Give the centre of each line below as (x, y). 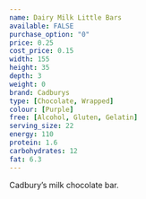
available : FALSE (42, 26)
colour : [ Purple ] (42, 109)
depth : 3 (26, 76)
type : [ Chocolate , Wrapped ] (62, 101)
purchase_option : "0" (50, 34)
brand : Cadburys (39, 92)
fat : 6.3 (26, 159)
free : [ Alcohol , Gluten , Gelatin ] (74, 117)
